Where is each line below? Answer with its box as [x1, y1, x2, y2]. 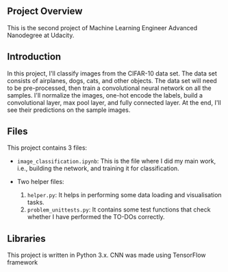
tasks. [27, 199, 45, 207]
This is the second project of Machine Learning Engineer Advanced [7, 23, 198, 32]
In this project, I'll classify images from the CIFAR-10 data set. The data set [7, 69, 218, 78]
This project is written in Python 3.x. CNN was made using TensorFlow [7, 251, 206, 260]
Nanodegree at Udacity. [7, 31, 75, 39]
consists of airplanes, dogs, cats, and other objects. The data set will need [7, 76, 217, 84]
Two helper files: [16, 178, 64, 186]
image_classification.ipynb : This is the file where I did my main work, [16, 157, 216, 166]
